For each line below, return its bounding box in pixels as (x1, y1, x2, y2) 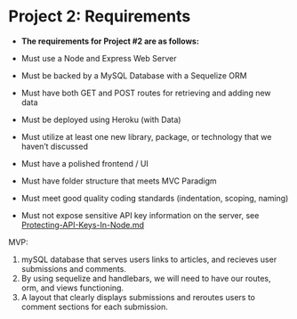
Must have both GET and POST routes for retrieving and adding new (20, 87, 272, 98)
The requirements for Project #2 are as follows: (20, 36, 199, 46)
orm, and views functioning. (20, 282, 124, 293)
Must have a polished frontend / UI (20, 158, 148, 168)
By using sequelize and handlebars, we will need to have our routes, (20, 273, 271, 283)
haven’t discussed (20, 141, 88, 151)
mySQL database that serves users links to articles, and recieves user (20, 254, 277, 265)
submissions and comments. (20, 263, 126, 274)
